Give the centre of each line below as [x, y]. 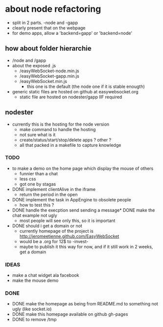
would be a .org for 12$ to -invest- [54, 241]
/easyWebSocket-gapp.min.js [49, 76]
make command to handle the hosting [58, 129]
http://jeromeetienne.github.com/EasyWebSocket [69, 236]
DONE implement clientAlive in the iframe [54, 189]
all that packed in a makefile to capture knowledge [70, 145]
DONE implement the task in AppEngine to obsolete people [71, 199]
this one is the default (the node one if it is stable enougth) [86, 86]
